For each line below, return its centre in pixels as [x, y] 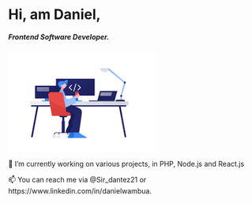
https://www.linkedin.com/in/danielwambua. [80, 190]
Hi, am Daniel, [55, 15]
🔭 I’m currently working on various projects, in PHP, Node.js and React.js [126, 164]
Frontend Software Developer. [59, 36]
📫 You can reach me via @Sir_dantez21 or [77, 179]
